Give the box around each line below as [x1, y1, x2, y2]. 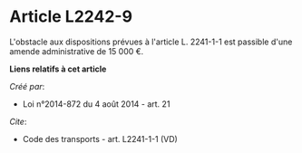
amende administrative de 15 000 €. [9, 45, 144, 56]
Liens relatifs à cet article [9, 63, 107, 74]
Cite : [9, 116, 27, 127]
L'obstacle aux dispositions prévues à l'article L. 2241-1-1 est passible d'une [9, 36, 293, 47]
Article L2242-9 [9, 6, 133, 27]
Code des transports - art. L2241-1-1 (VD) [22, 133, 179, 144]
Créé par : [9, 81, 45, 91]
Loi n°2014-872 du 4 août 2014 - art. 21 [22, 98, 170, 110]
